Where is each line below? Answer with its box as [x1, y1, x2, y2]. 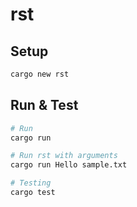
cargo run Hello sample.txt [10, 160, 128, 170]
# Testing [10, 178, 52, 188]
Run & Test [10, 97, 79, 114]
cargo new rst [10, 69, 70, 79]
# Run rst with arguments [10, 151, 118, 161]
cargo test [10, 188, 56, 198]
